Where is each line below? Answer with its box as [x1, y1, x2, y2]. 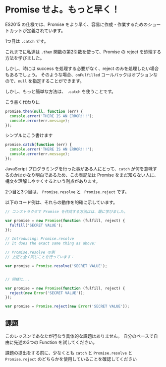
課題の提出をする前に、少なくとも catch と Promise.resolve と [5, 350, 133, 356]
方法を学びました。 [5, 55, 45, 61]
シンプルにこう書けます [5, 132, 53, 139]
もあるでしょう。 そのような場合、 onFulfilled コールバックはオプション [5, 72, 154, 77]
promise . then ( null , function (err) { [5, 109, 83, 114]
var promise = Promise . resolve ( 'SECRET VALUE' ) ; [5, 263, 108, 268]
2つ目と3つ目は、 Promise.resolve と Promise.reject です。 [5, 189, 130, 195]
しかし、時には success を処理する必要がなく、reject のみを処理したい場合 [5, 65, 159, 72]
